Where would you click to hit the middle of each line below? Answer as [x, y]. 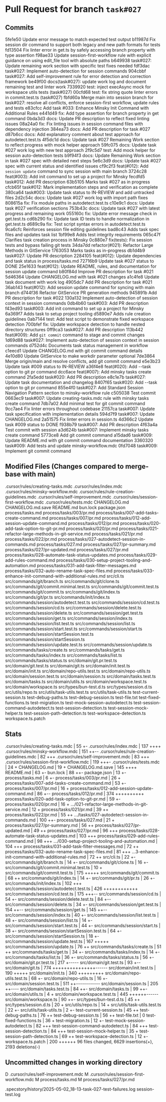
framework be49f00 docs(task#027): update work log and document [76, 81]
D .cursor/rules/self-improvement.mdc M [47, 1074]
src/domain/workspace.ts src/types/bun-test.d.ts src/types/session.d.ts [79, 687]
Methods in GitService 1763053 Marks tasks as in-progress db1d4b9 [75, 250]
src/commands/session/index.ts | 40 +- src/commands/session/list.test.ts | [82, 915]
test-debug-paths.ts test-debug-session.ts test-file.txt [82, 697]
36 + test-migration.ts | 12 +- [75, 1020]
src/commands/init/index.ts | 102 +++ [44, 883]
